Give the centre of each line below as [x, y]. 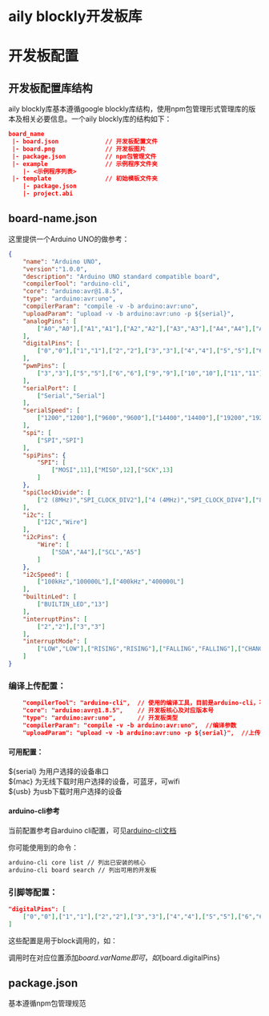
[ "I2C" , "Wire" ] [62, 522]
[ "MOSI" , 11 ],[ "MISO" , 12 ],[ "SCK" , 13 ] [112, 470]
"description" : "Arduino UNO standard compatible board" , [121, 276]
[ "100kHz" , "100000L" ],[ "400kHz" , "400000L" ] [110, 582]
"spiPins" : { [44, 455]
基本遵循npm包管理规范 [47, 1003]
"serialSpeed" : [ [52, 411]
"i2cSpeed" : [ [46, 575]
